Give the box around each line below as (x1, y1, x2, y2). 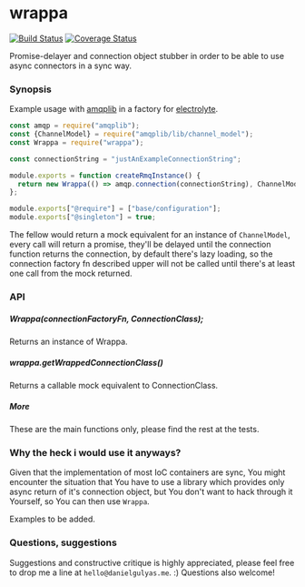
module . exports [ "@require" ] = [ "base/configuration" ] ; (9, 204, 221, 214)
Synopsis (9, 83, 52, 96)
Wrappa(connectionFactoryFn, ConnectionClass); (9, 313, 204, 324)
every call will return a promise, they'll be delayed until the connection (9, 239, 271, 250)
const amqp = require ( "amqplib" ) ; (9, 121, 141, 130)
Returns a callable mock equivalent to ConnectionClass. (9, 380, 219, 390)
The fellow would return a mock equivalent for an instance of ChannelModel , (9, 229, 290, 240)
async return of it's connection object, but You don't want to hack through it (9, 486, 293, 498)
